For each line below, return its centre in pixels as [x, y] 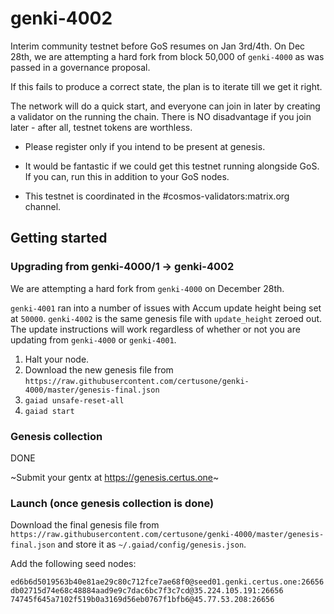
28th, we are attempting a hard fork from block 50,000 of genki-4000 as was [167, 56]
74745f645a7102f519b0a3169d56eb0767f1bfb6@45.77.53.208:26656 [142, 600]
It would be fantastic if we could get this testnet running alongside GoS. [172, 166]
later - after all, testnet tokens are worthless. [101, 127]
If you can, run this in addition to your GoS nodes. [127, 176]
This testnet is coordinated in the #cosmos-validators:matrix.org [157, 196]
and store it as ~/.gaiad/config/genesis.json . [152, 544]
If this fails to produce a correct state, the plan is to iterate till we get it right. [166, 86]
